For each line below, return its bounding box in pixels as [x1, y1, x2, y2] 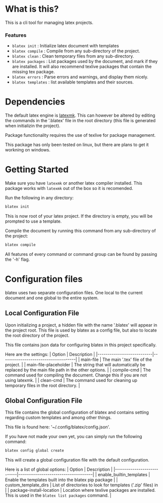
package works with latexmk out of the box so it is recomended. [5, 186, 133, 191]
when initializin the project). [5, 123, 61, 129]
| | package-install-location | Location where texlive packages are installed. [5, 487, 156, 493]
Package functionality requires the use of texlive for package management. [5, 132, 156, 138]
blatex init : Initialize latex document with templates [12, 43, 119, 49]
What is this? [5, 3, 59, 15]
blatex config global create [5, 448, 64, 453]
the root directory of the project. [5, 332, 70, 338]
